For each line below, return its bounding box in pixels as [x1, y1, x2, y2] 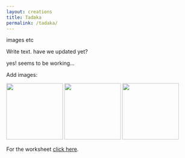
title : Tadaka [6, 14, 42, 20]
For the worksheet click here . [6, 145, 79, 153]
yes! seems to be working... [6, 59, 75, 67]
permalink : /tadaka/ [6, 20, 58, 26]
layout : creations [6, 8, 52, 15]
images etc [6, 37, 34, 44]
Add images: [6, 71, 38, 79]
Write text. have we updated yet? [6, 48, 89, 55]
